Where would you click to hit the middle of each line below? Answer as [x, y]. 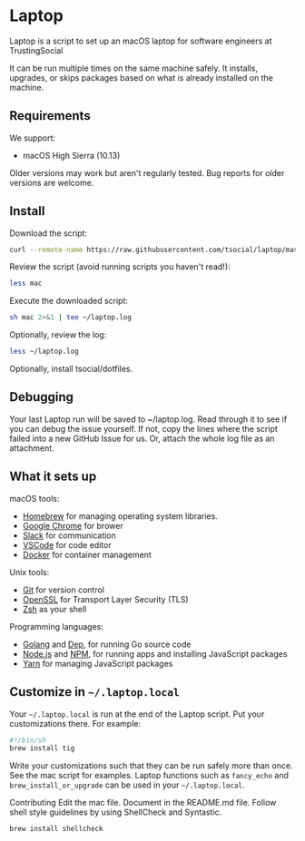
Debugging [42, 397]
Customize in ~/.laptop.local [94, 692]
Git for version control [64, 590]
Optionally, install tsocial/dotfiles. [71, 369]
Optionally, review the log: [58, 335]
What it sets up [53, 477]
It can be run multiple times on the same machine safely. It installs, [134, 68]
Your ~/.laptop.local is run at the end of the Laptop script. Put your [137, 714]
